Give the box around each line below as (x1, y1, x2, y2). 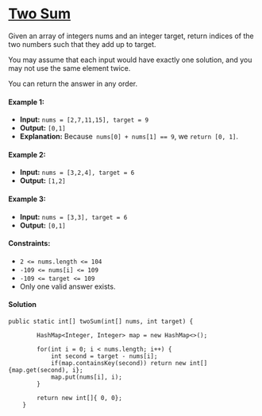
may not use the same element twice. (8, 63, 131, 72)
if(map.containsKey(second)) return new (50, 359, 187, 367)
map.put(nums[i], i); (50, 373, 123, 381)
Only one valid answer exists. (19, 282, 116, 291)
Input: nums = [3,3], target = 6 (19, 212, 128, 221)
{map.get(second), (8, 366, 69, 374)
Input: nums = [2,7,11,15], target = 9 (19, 115, 149, 124)
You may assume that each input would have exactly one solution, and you (8, 55, 252, 64)
